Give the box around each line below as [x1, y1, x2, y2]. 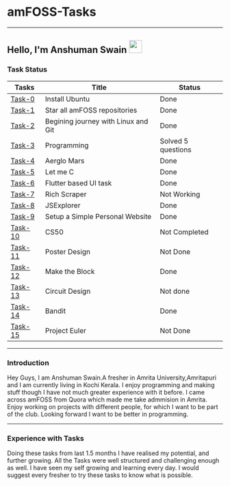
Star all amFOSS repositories [44, 105, 138, 115]
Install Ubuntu [44, 94, 90, 104]
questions [159, 145, 192, 154]
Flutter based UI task [44, 178, 112, 187]
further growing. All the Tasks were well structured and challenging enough [7, 456, 220, 465]
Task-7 [10, 189, 36, 199]
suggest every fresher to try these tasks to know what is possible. [7, 471, 193, 479]
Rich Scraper [44, 189, 87, 199]
